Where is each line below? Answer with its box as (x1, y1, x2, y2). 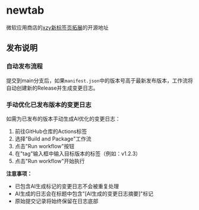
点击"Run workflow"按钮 (14, 142, 75, 149)
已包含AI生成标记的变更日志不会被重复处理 (14, 182, 119, 190)
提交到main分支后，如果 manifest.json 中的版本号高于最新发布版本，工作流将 (6, 77, 193, 84)
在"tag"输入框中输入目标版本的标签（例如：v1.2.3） (14, 149, 141, 157)
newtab (6, 4, 45, 17)
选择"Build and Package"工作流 (14, 135, 92, 142)
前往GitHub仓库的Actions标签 (14, 128, 87, 135)
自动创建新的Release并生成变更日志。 (6, 84, 99, 91)
